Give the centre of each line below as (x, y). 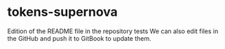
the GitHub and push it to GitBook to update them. (80, 38)
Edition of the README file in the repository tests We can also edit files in (113, 31)
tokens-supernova (62, 12)
